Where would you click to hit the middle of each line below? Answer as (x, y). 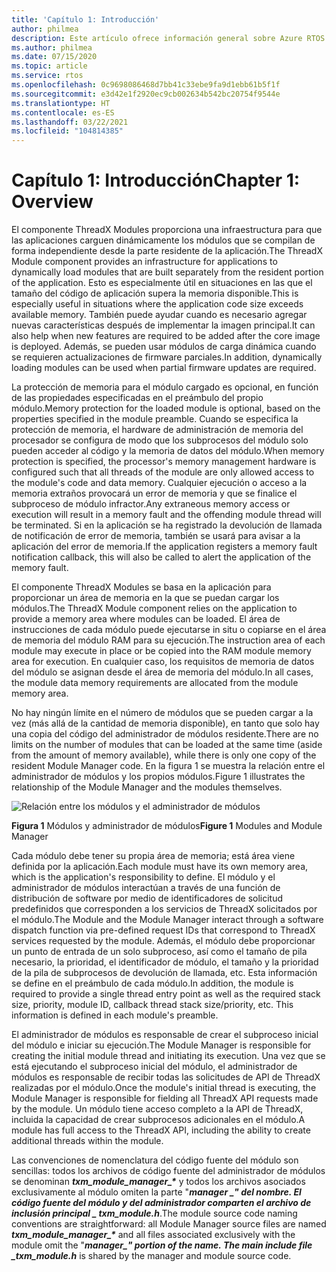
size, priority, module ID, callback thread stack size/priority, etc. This (152, 1005)
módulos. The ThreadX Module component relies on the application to (154, 608)
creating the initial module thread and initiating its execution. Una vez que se (168, 1056)
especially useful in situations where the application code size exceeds (157, 304)
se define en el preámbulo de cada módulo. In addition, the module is (152, 983)
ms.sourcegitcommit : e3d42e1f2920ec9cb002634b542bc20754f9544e (146, 94)
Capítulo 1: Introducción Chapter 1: (156, 180)
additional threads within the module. (87, 1141)
